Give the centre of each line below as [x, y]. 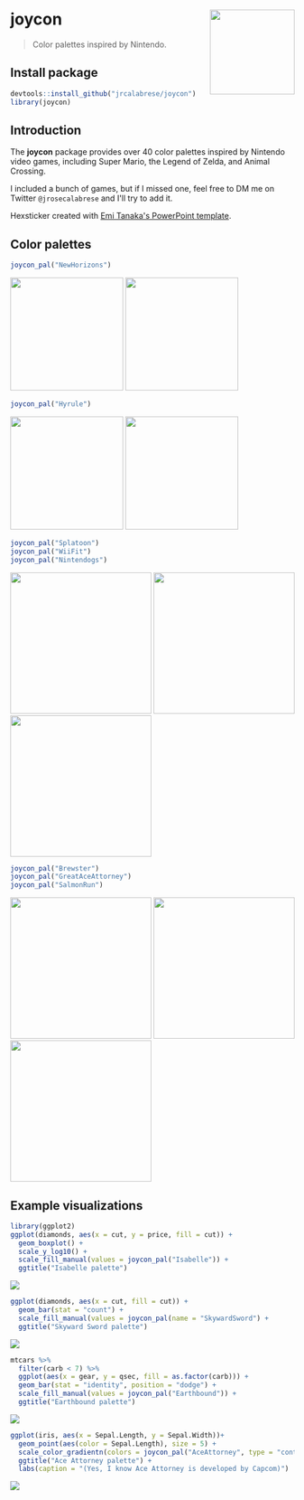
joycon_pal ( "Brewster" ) [55, 868]
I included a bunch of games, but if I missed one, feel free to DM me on [143, 189]
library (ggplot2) [43, 1226]
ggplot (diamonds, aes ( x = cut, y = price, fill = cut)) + [121, 1234]
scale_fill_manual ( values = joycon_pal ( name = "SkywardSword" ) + [144, 1318]
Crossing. [28, 171]
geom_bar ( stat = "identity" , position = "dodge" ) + [118, 1385]
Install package [54, 73]
